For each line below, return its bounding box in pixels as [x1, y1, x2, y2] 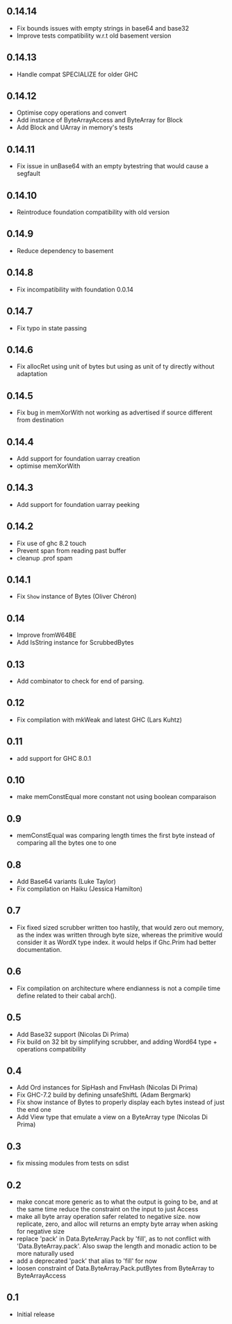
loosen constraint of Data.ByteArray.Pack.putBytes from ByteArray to [16, 1264, 215, 1272]
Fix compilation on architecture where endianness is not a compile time [16, 984, 221, 992]
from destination [16, 416, 64, 424]
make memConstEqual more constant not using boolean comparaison [16, 793, 217, 801]
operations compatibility [16, 1044, 86, 1053]
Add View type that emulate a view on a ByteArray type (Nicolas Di [16, 1113, 208, 1122]
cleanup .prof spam [16, 554, 73, 562]
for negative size [16, 1227, 65, 1235]
